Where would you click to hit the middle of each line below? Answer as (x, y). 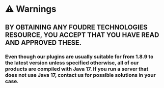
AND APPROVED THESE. (43, 43)
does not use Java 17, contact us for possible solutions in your (81, 75)
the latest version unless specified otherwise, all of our (72, 62)
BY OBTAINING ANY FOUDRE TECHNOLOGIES (76, 27)
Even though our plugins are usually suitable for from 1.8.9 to (79, 57)
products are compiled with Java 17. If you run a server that (77, 69)
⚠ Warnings (31, 9)
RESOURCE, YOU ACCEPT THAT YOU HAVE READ (82, 35)
